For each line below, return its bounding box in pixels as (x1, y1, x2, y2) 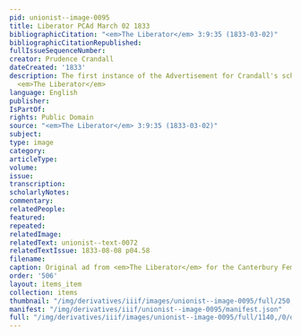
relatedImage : (9, 229, 63, 238)
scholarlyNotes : (9, 188, 70, 197)
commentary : (9, 196, 54, 206)
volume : (9, 163, 39, 172)
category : (9, 146, 47, 155)
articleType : (9, 154, 58, 164)
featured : (9, 212, 47, 222)
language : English (9, 88, 78, 97)
